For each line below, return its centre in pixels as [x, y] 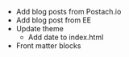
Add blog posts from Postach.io [69, 12]
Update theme [40, 28]
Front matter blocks [48, 46]
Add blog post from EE [53, 20]
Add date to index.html [66, 37]
